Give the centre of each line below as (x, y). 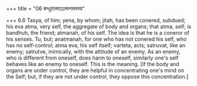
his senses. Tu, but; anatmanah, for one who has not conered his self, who (96, 39)
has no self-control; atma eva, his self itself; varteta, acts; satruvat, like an (96, 45)
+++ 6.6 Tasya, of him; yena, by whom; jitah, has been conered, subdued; (96, 20)
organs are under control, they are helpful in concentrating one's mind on (95, 70)
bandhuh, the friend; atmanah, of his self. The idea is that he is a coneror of (98, 33)
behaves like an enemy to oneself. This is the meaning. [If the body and (93, 64)
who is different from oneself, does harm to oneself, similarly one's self (92, 58)
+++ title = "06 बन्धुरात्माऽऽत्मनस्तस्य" (45, 9)
